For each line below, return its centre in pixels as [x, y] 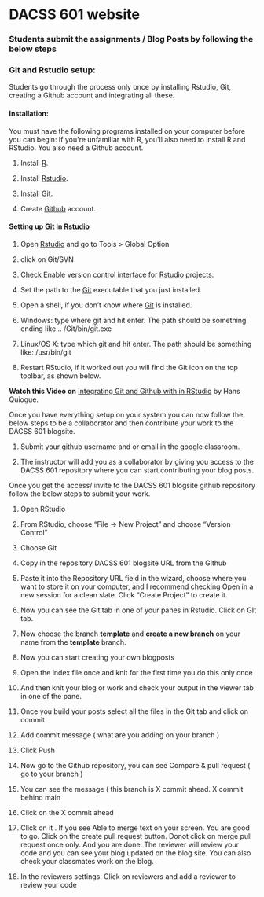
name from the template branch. [73, 642]
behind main [40, 797]
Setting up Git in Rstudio [49, 226]
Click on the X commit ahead [67, 812]
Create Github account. [58, 208]
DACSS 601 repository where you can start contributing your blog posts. [137, 470]
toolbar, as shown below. [60, 376]
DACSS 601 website [75, 15]
